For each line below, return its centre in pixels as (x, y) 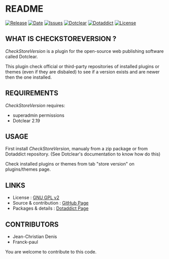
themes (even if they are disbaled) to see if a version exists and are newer (82, 72)
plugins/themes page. (28, 169)
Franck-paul (25, 242)
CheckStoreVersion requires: (35, 105)
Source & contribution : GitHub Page (50, 203)
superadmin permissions (38, 115)
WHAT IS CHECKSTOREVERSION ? (61, 39)
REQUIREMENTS (32, 93)
